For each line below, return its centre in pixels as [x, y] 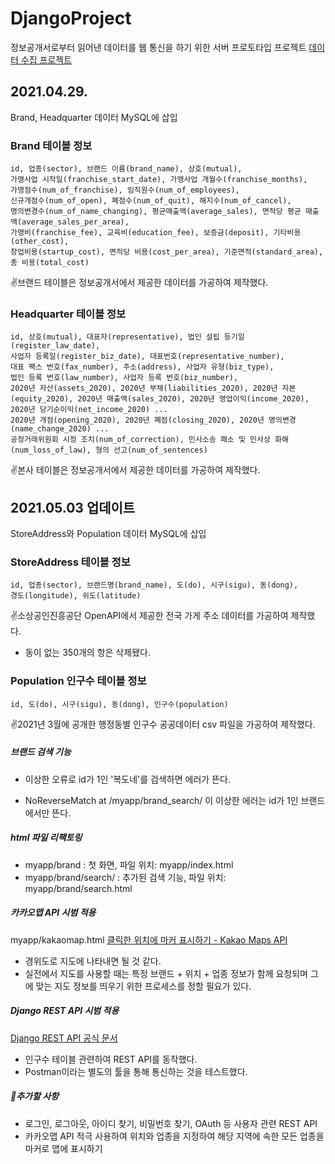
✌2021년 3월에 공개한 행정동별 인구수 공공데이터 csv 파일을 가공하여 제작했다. [163, 724]
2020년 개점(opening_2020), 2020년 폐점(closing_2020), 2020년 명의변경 [153, 420]
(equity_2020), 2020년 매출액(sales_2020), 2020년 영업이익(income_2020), [160, 399]
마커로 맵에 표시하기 [63, 1148]
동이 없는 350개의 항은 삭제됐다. [87, 653]
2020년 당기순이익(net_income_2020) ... [89, 410]
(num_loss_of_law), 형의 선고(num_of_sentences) [109, 450]
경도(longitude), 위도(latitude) [76, 596]
